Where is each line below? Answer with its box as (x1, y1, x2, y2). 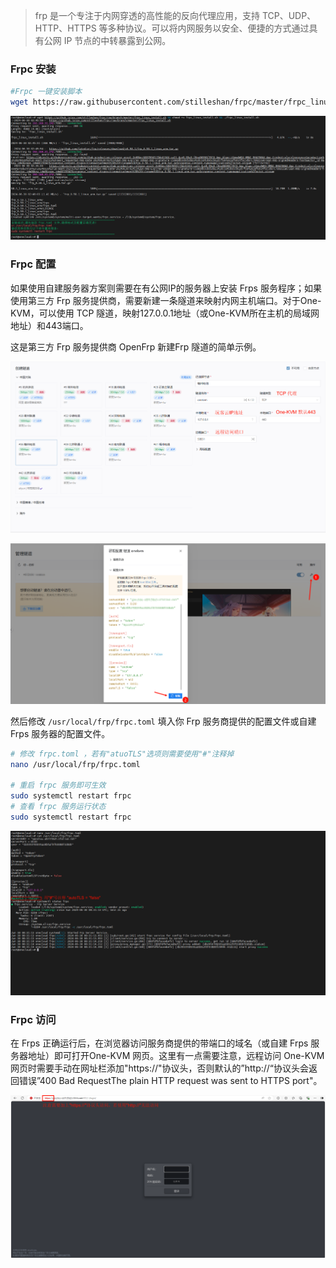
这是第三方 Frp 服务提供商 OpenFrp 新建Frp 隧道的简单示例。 (10, 340, 262, 353)
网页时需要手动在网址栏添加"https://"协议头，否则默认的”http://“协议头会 (10, 1062, 310, 1074)
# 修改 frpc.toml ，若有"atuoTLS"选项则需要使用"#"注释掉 (10, 749, 235, 759)
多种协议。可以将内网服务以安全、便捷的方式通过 (107, 22, 310, 34)
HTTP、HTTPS (34, 22, 97, 34)
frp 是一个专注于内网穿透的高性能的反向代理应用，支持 (34, 10, 260, 21)
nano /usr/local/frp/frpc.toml (10, 759, 141, 769)
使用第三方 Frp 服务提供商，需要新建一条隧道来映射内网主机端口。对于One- (10, 294, 322, 306)
